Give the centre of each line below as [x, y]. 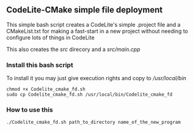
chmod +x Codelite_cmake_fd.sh [46, 89]
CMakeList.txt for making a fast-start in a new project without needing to [97, 31]
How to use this [30, 110]
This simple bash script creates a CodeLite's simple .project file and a [93, 24]
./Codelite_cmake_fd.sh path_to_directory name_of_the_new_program [94, 123]
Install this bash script [40, 65]
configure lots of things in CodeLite [50, 37]
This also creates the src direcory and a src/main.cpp [73, 49]
